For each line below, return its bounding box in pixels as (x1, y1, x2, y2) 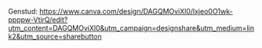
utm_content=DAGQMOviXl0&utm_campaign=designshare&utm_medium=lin (8, 24, 255, 32)
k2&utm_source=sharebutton (8, 31, 102, 41)
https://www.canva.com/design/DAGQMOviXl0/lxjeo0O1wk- (38, 7, 233, 16)
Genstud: (8, 7, 38, 16)
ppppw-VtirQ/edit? (8, 15, 68, 24)
